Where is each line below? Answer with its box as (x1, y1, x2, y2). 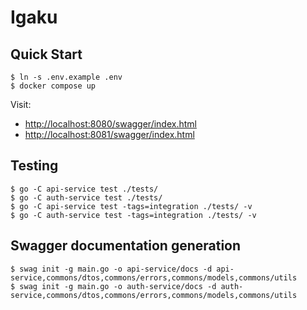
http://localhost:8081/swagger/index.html (24, 129, 195, 140)
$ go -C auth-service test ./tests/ (10, 192, 163, 203)
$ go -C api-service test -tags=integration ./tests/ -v (10, 201, 253, 211)
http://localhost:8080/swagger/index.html (24, 118, 197, 130)
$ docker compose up (10, 81, 97, 91)
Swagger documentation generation (10, 237, 242, 255)
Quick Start (10, 46, 83, 63)
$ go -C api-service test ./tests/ (10, 184, 159, 194)
